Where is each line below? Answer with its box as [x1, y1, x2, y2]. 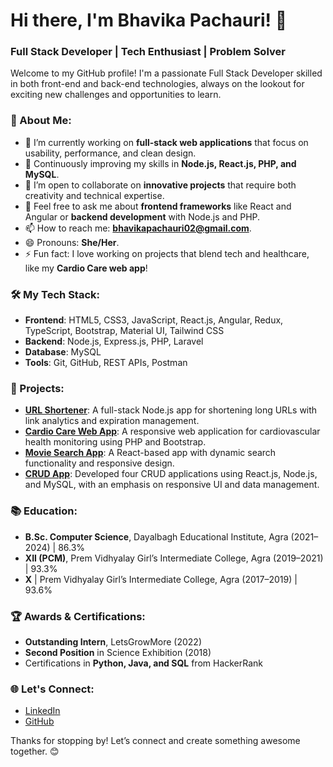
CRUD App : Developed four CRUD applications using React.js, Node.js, [24, 468, 318, 480]
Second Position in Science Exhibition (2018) [24, 646, 212, 658]
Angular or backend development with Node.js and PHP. [24, 210, 261, 223]
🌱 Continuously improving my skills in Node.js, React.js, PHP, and [24, 157, 297, 169]
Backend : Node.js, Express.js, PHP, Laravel [24, 335, 204, 348]
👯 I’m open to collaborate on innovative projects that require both [24, 179, 297, 191]
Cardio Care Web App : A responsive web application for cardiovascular [24, 425, 321, 438]
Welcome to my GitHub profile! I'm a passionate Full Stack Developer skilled [10, 67, 323, 79]
